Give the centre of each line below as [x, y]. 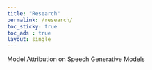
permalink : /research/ [40, 20]
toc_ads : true [29, 33]
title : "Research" [34, 14]
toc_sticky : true [32, 26]
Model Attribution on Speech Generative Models [76, 59]
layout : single [29, 40]
